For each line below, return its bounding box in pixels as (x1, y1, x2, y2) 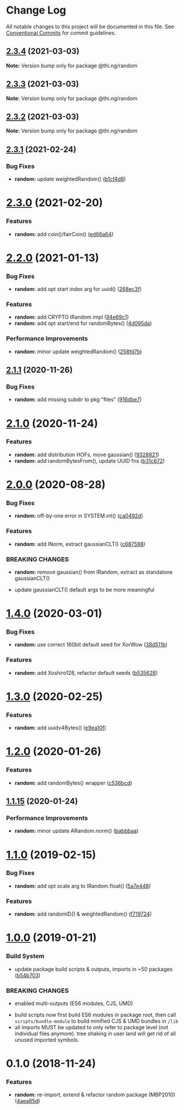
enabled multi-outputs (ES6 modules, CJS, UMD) (14, 999, 134, 1007)
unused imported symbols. (14, 1036, 80, 1043)
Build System (6, 952, 45, 960)
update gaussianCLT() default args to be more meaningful (14, 586, 155, 593)
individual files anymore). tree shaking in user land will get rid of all (14, 1030, 176, 1037)
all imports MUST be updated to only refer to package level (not (14, 1023, 169, 1031)
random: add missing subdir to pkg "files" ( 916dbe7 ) (14, 396, 142, 403)
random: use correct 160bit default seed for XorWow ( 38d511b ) (14, 641, 168, 648)
